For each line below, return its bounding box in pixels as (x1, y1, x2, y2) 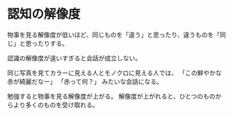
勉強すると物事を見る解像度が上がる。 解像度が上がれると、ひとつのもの (7, 91, 216, 100)
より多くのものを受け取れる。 (13, 100, 99, 109)
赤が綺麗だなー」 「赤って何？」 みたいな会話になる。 (7, 77, 163, 85)
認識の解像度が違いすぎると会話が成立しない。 (7, 53, 141, 62)
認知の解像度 (7, 6, 81, 22)
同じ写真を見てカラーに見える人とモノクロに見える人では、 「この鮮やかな (7, 69, 223, 77)
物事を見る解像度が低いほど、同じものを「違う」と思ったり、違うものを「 (7, 30, 220, 39)
